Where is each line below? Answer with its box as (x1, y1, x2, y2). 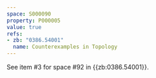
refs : (6, 30, 23, 38)
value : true (6, 23, 42, 30)
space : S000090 (6, 10, 52, 18)
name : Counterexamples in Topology (13, 43, 118, 50)
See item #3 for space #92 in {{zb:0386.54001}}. (6, 63, 150, 71)
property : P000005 (6, 17, 61, 24)
